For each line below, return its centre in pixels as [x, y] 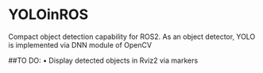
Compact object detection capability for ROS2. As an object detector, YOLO [132, 36]
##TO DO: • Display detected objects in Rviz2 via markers [103, 60]
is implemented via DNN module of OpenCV [80, 44]
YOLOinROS [48, 15]
